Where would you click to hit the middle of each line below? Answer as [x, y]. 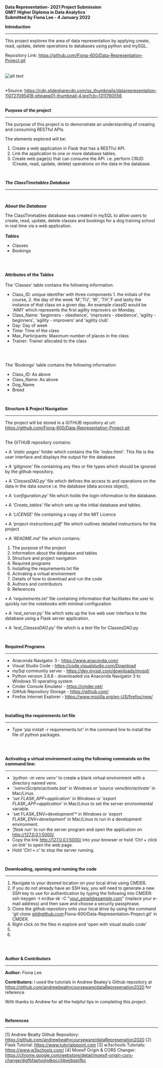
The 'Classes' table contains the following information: [59, 285]
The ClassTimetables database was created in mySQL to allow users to [76, 215]
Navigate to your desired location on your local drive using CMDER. [79, 883]
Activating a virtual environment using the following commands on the [78, 759]
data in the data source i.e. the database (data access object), [67, 486]
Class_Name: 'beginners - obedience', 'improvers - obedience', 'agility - [84, 315]
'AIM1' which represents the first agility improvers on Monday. [74, 310]
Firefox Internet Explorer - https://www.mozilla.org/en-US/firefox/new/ [82, 697]
